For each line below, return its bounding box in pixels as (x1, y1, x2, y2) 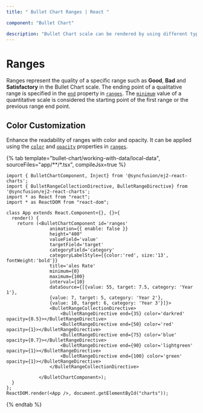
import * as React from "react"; (6, 194, 91, 200)
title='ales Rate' (49, 263, 96, 269)
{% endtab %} (6, 401, 42, 408)
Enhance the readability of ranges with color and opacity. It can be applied (6, 136, 192, 144)
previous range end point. (6, 102, 71, 110)
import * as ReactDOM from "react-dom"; (6, 200, 110, 206)
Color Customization (6, 120, 86, 130)
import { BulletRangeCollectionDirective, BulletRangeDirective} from (6, 183, 188, 190)
